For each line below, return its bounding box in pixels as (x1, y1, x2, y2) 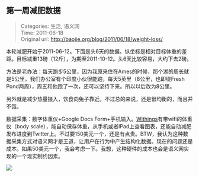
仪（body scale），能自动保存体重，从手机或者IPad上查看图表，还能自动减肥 (6, 122, 192, 129)
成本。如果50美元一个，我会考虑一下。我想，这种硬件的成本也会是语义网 (6, 145, 184, 152)
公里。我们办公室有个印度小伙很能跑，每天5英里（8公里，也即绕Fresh (14, 75, 185, 82)
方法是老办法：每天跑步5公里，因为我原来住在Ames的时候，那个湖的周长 (6, 68, 184, 75)
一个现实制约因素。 (16, 152, 63, 159)
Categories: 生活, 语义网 (20, 23, 80, 30)
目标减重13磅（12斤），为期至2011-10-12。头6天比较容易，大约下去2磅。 (16, 55, 192, 62)
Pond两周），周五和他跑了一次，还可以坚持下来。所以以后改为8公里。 (6, 83, 175, 90)
